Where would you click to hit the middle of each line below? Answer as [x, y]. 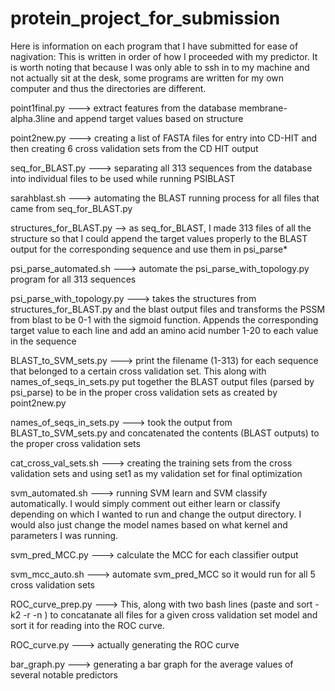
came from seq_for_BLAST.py [71, 208]
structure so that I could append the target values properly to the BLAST [159, 238]
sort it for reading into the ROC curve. [87, 625]
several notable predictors [64, 674]
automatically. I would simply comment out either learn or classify [145, 503]
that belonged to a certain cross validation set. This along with [138, 371]
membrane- [263, 108]
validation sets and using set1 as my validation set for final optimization [156, 473]
